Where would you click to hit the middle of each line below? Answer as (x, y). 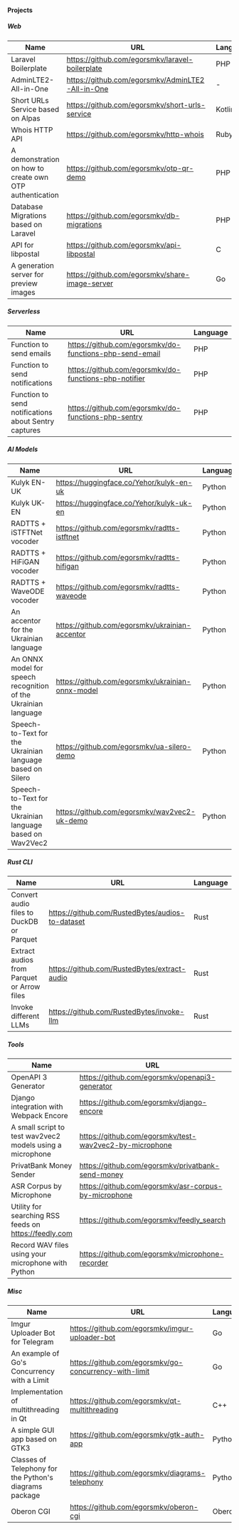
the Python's (32, 1478)
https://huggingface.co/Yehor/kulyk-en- (124, 482)
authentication (35, 195)
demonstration (36, 159)
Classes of (29, 1460)
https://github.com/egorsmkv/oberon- (134, 1507)
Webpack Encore (40, 1116)
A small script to (38, 1127)
